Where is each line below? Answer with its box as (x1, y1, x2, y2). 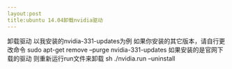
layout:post (7, 10, 42, 17)
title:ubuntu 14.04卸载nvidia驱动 (7, 17, 103, 24)
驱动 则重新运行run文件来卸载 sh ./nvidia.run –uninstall (19, 54, 176, 63)
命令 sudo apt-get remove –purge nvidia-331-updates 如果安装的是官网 (13, 45, 217, 54)
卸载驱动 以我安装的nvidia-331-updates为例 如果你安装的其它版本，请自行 (7, 36, 219, 45)
